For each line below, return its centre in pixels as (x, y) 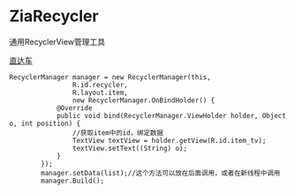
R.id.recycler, (100, 85)
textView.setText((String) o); (130, 148)
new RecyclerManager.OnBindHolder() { (144, 100)
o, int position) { (45, 123)
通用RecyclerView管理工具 (57, 41)
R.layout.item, (100, 93)
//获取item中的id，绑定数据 (117, 133)
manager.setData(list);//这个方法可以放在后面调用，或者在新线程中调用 (161, 173)
